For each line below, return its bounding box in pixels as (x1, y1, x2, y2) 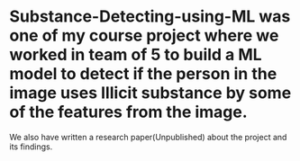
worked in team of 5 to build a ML (9, 45, 263, 65)
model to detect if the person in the (9, 64, 277, 85)
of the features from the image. (9, 102, 248, 122)
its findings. (9, 141, 53, 152)
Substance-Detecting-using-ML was (9, 6, 291, 27)
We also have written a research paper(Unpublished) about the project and (9, 131, 287, 142)
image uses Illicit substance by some (9, 83, 292, 103)
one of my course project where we (9, 25, 279, 46)
